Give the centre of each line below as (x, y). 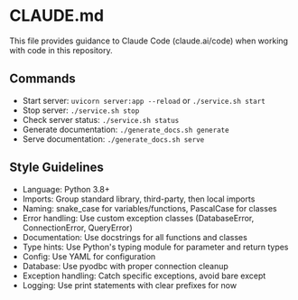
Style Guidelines (56, 168)
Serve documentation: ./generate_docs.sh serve (113, 139)
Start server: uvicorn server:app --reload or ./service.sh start (144, 100)
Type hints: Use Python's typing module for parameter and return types (155, 247)
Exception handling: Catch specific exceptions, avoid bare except (144, 276)
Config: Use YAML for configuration (89, 256)
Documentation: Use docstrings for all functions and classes (135, 237)
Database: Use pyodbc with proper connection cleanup (125, 266)
